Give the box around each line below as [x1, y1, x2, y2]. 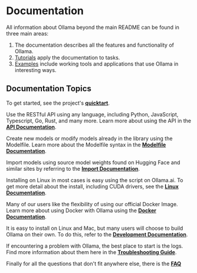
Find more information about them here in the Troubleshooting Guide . [6, 248, 177, 255]
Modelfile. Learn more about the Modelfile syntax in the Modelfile [6, 141, 166, 148]
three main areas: [6, 30, 49, 37]
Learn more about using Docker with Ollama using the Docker [6, 207, 156, 214]
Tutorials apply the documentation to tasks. [14, 54, 120, 61]
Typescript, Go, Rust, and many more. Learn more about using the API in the [6, 117, 192, 124]
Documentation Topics [6, 84, 91, 94]
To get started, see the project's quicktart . [6, 99, 110, 106]
